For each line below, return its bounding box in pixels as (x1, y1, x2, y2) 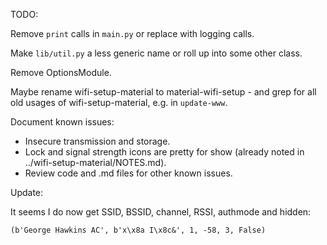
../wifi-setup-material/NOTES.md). (24, 157, 167, 168)
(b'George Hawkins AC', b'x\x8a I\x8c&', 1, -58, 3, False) (10, 225, 267, 235)
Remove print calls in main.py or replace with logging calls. (10, 28, 255, 39)
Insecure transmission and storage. (24, 135, 171, 147)
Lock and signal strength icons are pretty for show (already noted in (24, 146, 305, 158)
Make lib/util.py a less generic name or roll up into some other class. (10, 47, 303, 59)
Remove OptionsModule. (10, 67, 112, 78)
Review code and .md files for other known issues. (24, 167, 233, 179)
